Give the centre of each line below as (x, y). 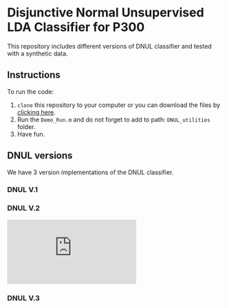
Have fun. (31, 134)
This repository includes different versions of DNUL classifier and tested (109, 46)
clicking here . (36, 112)
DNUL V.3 (23, 298)
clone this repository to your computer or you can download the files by (119, 105)
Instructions (34, 75)
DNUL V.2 (23, 209)
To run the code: (31, 91)
